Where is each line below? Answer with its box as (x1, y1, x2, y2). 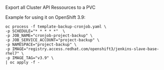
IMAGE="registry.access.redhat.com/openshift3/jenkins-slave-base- (12, 46, 159, 52)
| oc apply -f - (5, 60, 40, 65)
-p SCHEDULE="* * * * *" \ (5, 29, 66, 34)
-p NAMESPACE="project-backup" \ (5, 42, 77, 47)
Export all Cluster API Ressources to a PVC (5, 5, 96, 10)
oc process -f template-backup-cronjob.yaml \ (5, 24, 107, 29)
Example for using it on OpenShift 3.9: (5, 14, 86, 20)
